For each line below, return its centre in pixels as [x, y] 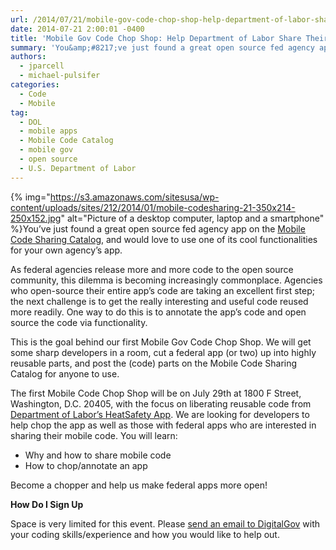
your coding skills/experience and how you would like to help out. [145, 534]
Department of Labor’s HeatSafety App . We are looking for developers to [160, 414]
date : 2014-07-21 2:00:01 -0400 [77, 29]
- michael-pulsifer [60, 76]
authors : [28, 57]
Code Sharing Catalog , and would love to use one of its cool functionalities [164, 239]
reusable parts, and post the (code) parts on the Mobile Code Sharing [154, 363]
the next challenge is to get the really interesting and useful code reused [159, 301]
